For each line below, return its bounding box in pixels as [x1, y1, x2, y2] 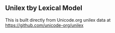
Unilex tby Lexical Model [5, 4, 83, 12]
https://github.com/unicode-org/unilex [5, 22, 84, 28]
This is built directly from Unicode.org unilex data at [5, 17, 111, 23]
